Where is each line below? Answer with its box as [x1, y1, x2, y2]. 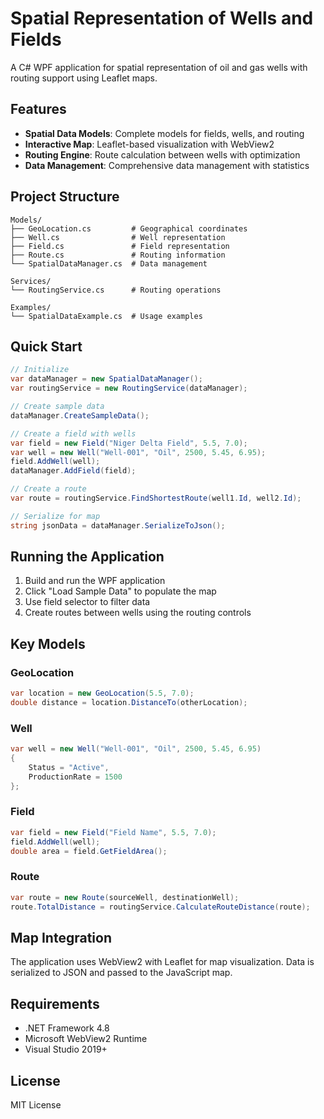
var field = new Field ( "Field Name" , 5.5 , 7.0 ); [10, 827, 217, 837]
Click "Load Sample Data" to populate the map [24, 585, 217, 597]
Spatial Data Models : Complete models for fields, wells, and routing [24, 127, 305, 139]
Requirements [10, 995, 100, 1012]
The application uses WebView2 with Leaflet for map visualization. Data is [10, 956, 315, 968]
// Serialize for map [10, 511, 101, 521]
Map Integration [10, 929, 112, 946]
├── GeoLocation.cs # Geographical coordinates [10, 223, 248, 234]
